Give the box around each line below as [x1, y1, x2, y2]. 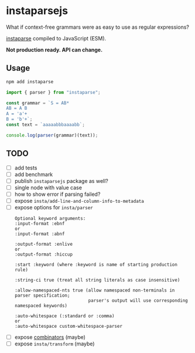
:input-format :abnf [14, 231, 65, 237]
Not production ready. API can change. [6, 46, 103, 53]
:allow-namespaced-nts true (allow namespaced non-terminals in [14, 287, 175, 293]
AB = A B [6, 106, 28, 111]
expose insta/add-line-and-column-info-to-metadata [14, 197, 145, 204]
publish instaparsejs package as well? [14, 177, 108, 184]
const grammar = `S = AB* [6, 100, 69, 106]
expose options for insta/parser [14, 203, 93, 211]
